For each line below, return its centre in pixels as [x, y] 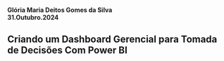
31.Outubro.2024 [33, 17]
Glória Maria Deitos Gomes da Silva [60, 10]
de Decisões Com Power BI [68, 50]
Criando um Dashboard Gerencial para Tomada [112, 39]
